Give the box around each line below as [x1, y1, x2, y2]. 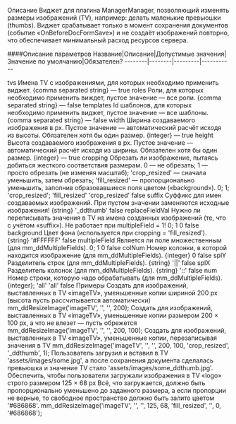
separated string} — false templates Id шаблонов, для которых [7, 101, 192, 109]
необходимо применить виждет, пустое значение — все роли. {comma [7, 93, 222, 102]
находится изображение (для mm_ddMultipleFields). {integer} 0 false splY [7, 251, 227, 259]
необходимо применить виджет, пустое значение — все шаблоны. [7, 109, 209, 117]
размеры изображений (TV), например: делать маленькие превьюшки [7, 13, 221, 22]
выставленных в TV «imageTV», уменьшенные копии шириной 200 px [7, 289, 218, 297]
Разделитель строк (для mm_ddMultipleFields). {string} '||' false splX [7, 259, 211, 267]
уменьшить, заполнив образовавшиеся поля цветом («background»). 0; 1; [7, 184, 230, 192]
